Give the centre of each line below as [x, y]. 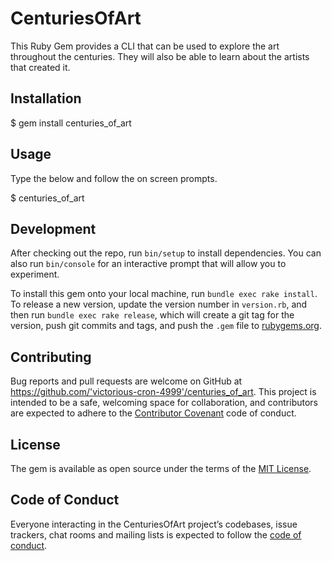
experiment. [35, 274]
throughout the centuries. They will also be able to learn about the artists [160, 56]
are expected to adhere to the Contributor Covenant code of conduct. [153, 413]
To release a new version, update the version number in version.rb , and [159, 304]
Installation [46, 98]
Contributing [51, 357]
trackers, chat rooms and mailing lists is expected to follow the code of [156, 534]
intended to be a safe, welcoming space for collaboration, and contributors [164, 403]
